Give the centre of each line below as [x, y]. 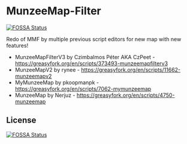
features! [17, 45]
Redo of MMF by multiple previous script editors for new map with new [94, 39]
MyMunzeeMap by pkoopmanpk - [57, 82]
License [21, 120]
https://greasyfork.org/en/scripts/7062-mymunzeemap [83, 88]
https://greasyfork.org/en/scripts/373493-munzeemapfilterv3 [91, 63]
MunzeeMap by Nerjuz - [45, 95]
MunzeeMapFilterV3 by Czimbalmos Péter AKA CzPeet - [85, 57]
